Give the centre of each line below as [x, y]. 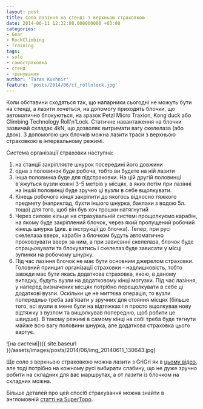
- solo [15, 57]
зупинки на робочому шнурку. [54, 254]
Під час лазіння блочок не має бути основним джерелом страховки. [104, 261]
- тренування [23, 74]
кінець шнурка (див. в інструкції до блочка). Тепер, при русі [93, 229]
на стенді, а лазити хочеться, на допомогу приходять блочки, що [91, 109]
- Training [20, 46]
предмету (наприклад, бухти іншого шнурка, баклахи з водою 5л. [100, 203]
